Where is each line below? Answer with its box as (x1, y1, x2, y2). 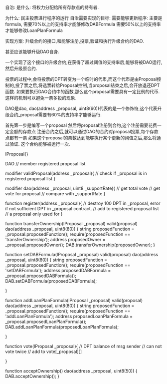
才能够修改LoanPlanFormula (5, 27, 63, 33)
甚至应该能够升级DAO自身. (5, 49, 60, 54)
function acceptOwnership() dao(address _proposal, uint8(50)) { (5, 368, 138, 374)
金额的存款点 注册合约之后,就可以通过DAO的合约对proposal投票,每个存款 (9, 129, 159, 134)
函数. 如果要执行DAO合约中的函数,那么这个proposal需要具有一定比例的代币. (5, 89, 160, 94)
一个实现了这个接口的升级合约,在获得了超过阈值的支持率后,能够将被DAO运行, (5, 59, 163, 65)
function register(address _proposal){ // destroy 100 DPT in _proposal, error (5, 200, 161, 206)
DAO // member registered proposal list (5, 161, 86, 166)
